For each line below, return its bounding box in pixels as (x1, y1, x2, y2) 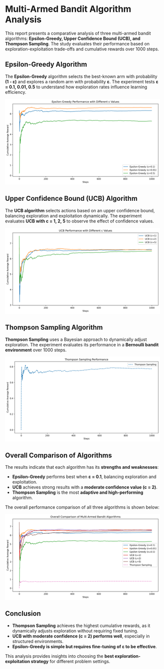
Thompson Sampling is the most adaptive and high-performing (12, 489, 143, 495)
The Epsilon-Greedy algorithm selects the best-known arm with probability (5, 73, 158, 79)
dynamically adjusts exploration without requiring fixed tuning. (12, 628, 138, 633)
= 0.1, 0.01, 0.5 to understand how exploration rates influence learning (5, 84, 147, 90)
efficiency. (5, 89, 27, 95)
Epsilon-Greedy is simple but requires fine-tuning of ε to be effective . (12, 643, 157, 649)
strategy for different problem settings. (31, 658, 110, 664)
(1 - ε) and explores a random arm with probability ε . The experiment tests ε (5, 78, 159, 84)
